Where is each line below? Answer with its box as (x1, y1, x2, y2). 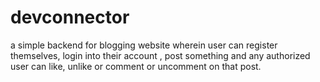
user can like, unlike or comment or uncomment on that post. (10, 60, 262, 72)
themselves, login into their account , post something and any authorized (10, 49, 311, 61)
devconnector (10, 6, 130, 29)
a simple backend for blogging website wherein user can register (10, 39, 278, 51)
